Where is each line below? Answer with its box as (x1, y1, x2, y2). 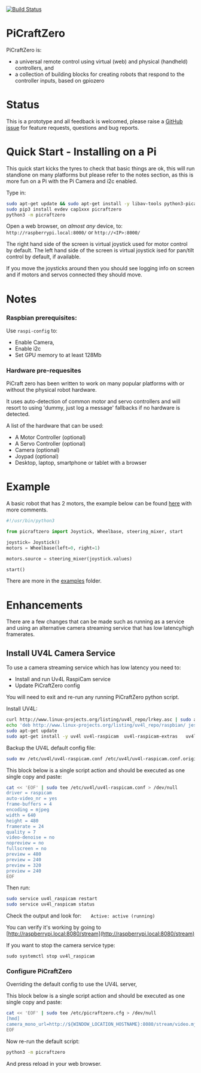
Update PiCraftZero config (14, 682, 80, 689)
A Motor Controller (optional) (14, 434, 86, 441)
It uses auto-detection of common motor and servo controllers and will (6, 398, 181, 405)
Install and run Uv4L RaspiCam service (14, 676, 111, 683)
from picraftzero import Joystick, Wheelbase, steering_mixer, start (6, 529, 184, 535)
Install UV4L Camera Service (6, 648, 115, 658)
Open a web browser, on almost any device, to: (6, 222, 123, 230)
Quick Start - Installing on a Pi (6, 145, 157, 158)
